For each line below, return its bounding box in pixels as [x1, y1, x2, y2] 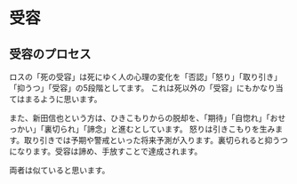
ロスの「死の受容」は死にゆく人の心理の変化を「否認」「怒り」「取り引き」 [9, 72, 282, 82]
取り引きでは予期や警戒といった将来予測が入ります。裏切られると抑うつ [23, 135, 289, 145]
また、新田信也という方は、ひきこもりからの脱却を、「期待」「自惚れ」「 [9, 113, 270, 123]
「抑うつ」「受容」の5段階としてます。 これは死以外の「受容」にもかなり [9, 83, 276, 93]
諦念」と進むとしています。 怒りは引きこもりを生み [86, 124, 276, 134]
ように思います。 [39, 94, 102, 104]
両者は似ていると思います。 [9, 165, 110, 175]
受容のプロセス [9, 46, 92, 61]
